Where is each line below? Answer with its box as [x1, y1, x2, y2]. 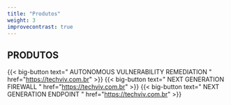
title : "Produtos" [7, 10, 61, 17]
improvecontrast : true [7, 23, 73, 30]
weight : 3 [7, 17, 36, 24]
